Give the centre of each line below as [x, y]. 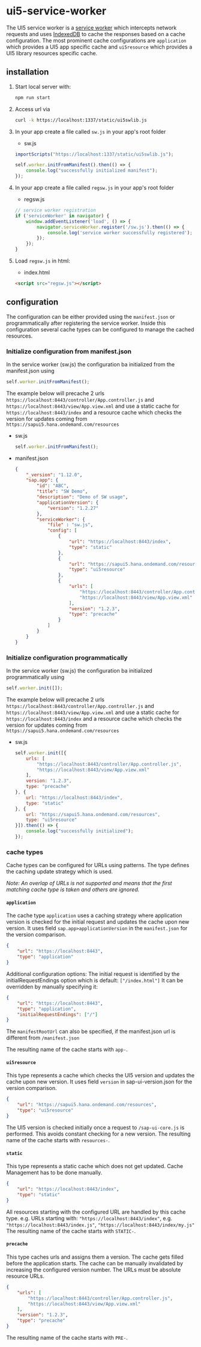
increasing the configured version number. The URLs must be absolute [94, 1270]
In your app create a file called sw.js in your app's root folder [90, 132]
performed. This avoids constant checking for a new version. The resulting [98, 1134]
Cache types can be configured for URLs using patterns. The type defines [98, 865]
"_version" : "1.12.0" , [54, 475]
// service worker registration [55, 210]
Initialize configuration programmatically [67, 658]
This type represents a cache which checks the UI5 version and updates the [100, 1076]
